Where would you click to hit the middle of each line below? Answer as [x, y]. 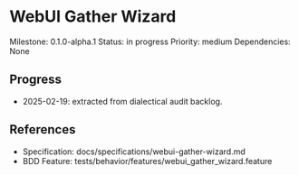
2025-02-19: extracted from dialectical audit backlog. [122, 101]
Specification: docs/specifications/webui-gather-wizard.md [134, 152]
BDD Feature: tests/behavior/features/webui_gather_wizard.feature [147, 161]
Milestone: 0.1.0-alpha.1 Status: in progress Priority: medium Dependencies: [150, 41]
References [43, 129]
